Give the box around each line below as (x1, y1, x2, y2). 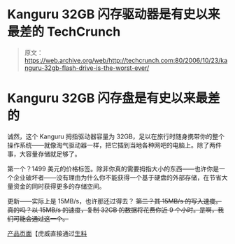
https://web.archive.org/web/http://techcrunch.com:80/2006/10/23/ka (24, 56, 228, 64)
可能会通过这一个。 (13, 214, 69, 222)
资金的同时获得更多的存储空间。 (13, 182, 106, 190)
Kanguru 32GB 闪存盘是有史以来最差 (7, 90, 220, 106)
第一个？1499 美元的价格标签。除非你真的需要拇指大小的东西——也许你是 (7, 164, 220, 173)
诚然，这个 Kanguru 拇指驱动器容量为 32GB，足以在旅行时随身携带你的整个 (7, 132, 225, 141)
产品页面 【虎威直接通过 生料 (7, 229, 87, 238)
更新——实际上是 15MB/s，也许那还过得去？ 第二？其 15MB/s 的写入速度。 (7, 196, 222, 205)
